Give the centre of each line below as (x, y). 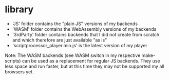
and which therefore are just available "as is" (60, 40)
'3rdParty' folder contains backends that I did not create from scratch (86, 34)
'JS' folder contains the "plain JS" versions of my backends (75, 24)
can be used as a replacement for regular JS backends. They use (91, 61)
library (19, 9)
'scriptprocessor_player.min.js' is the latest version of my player (80, 45)
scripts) (13, 61)
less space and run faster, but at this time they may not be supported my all (85, 66)
